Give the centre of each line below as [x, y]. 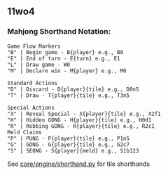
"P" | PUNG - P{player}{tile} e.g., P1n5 [69, 138]
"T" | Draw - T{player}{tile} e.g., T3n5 [69, 95]
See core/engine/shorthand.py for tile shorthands [79, 164]
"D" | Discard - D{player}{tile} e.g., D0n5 [73, 89]
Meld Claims [24, 132]
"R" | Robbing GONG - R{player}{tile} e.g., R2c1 [81, 126]
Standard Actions [33, 83]
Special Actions [31, 108]
